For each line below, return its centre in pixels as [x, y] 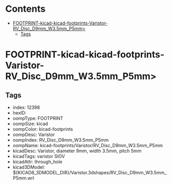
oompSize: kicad [30, 124]
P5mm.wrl [23, 178]
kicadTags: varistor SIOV [39, 156]
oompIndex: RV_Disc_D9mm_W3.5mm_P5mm [61, 140]
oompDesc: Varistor [34, 134]
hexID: [19, 112]
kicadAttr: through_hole [37, 161]
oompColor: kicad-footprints [43, 129]
